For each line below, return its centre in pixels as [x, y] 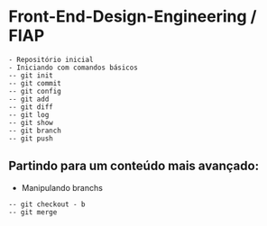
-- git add [29, 99]
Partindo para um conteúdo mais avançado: [133, 166]
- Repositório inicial [51, 59]
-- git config [35, 91]
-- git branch [35, 131]
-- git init [31, 75]
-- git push [31, 138]
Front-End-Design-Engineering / [133, 17]
